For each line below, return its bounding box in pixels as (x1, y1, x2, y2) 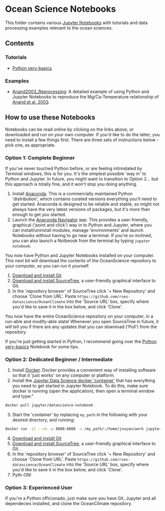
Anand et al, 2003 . (12, 99, 50, 105)
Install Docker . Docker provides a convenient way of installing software (12, 367, 156, 373)
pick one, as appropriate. (5, 142, 55, 148)
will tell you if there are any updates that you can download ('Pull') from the (5, 324, 157, 330)
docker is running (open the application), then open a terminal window (12, 388, 155, 394)
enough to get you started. (12, 211, 66, 217)
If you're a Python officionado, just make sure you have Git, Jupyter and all (5, 495, 156, 501)
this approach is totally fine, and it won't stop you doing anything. (5, 181, 137, 187)
